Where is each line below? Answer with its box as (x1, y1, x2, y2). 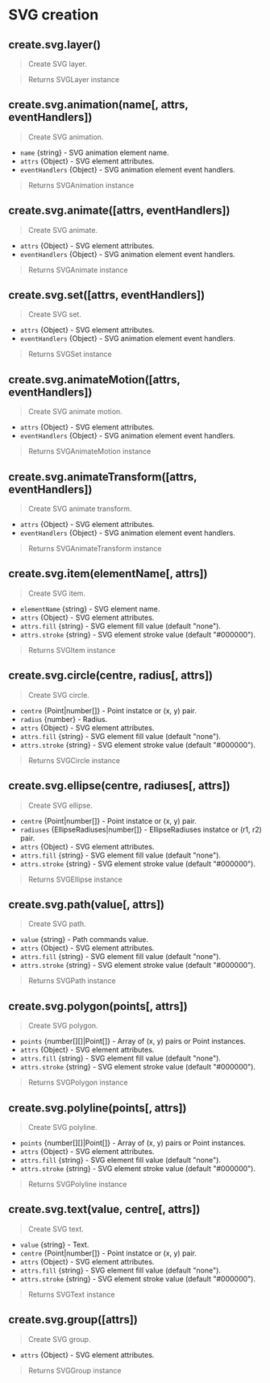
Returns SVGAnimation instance (27, 180, 135, 190)
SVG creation (8, 6, 99, 24)
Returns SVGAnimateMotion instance (27, 446, 152, 456)
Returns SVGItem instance (27, 645, 116, 654)
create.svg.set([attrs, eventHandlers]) (8, 289, 206, 302)
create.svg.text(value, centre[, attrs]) (8, 1202, 201, 1216)
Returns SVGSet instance (27, 349, 112, 359)
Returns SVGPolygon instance (27, 1078, 128, 1087)
